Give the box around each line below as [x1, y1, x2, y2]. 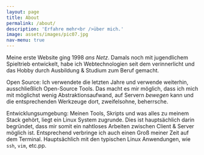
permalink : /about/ [6, 20, 56, 26]
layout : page [6, 9, 40, 15]
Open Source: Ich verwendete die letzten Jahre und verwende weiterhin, [6, 78, 189, 86]
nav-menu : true [6, 37, 45, 43]
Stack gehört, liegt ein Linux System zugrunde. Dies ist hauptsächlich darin [6, 116, 195, 123]
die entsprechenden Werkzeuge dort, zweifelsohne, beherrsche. [6, 98, 169, 105]
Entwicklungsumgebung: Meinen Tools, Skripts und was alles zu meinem [6, 110, 189, 117]
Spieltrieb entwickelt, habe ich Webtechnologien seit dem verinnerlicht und [6, 60, 195, 67]
